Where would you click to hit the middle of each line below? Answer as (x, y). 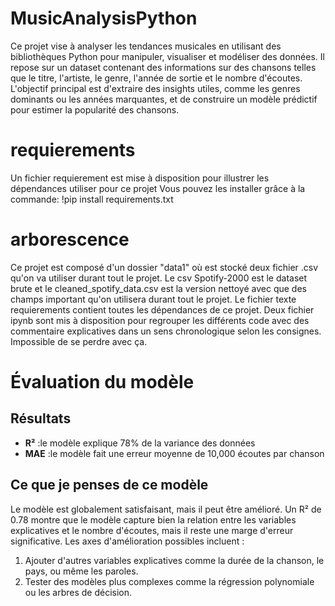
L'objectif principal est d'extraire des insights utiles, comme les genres (155, 88)
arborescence (70, 239)
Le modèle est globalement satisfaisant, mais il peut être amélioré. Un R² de (166, 509)
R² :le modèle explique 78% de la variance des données (140, 443)
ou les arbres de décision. (78, 592)
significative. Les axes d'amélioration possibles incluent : (127, 541)
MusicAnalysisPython (104, 18)
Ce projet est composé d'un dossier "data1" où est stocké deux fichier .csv (164, 267)
